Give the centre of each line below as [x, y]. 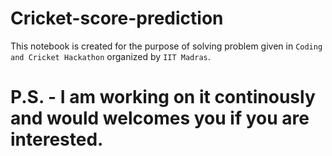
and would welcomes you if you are [160, 118]
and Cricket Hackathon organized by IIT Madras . [110, 56]
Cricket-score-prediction [117, 18]
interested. [57, 139]
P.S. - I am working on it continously [163, 97]
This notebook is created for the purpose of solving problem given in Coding [166, 46]
